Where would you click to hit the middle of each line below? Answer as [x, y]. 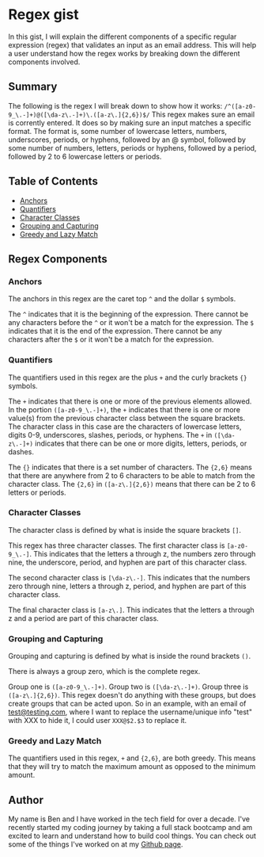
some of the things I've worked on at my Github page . [96, 844]
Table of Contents [53, 181]
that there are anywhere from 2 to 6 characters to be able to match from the [132, 475]
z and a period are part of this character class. [84, 618]
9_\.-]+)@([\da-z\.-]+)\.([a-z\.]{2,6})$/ [79, 115]
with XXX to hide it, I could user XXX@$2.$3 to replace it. [98, 721]
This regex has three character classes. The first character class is [117, 545]
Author [26, 800]
